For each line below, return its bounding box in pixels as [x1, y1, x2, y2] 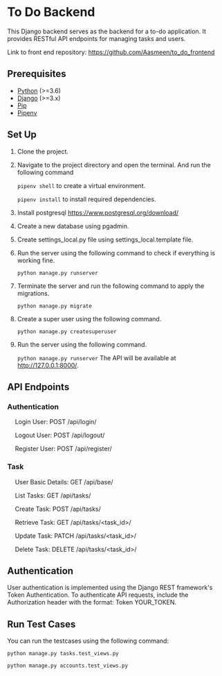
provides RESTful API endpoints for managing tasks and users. [7, 34, 186, 42]
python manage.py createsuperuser [17, 328, 117, 335]
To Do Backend [7, 4, 95, 20]
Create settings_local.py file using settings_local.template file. [17, 235, 194, 244]
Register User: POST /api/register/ [15, 445, 112, 453]
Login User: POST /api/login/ [15, 418, 97, 426]
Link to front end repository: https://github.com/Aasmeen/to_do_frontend [7, 48, 215, 56]
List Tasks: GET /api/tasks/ [15, 491, 91, 500]
